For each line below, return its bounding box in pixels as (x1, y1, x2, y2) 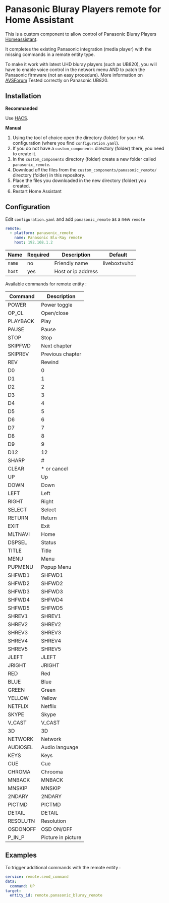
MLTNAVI (8, 531, 30, 538)
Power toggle (41, 302, 73, 309)
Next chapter (41, 342, 72, 349)
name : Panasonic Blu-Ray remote (14, 235, 82, 240)
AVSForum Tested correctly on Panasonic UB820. (5, 77, 108, 83)
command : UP (10, 883, 35, 888)
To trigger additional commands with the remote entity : (5, 864, 121, 870)
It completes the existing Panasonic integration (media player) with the (5, 46, 152, 52)
